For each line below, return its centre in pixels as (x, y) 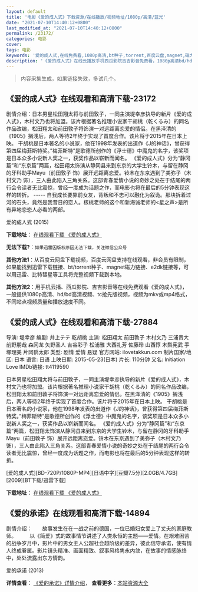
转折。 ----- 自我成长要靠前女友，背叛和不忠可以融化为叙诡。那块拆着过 (104, 195)
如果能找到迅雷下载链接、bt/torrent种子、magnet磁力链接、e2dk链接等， (95, 267)
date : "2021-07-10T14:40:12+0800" (49, 22)
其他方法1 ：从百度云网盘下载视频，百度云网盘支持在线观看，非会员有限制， (98, 260)
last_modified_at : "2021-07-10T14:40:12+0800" (64, 28)
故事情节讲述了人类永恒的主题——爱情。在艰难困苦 (128, 535)
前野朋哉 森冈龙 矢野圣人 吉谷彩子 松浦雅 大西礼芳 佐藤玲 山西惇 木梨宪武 (95, 345)
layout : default (26, 11)
